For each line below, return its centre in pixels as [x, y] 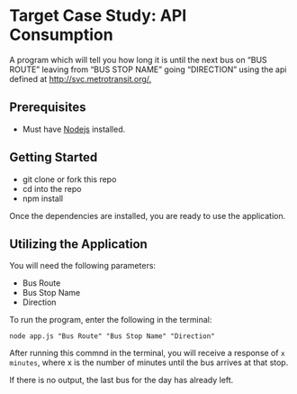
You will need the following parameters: [82, 266]
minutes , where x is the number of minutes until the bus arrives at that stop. [149, 362]
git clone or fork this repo [69, 179]
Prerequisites [48, 108]
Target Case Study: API [98, 16]
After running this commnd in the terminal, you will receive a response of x [147, 353]
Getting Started [54, 157]
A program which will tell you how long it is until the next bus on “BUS [138, 60]
